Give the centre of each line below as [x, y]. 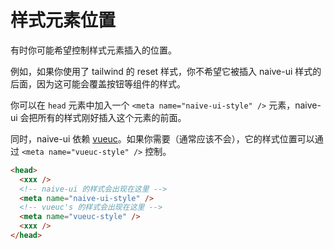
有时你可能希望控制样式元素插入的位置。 [93, 50]
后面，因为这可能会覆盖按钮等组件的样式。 [98, 83]
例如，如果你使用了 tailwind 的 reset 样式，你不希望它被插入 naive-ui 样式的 [166, 71]
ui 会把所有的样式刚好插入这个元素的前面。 [98, 117]
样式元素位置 [63, 20]
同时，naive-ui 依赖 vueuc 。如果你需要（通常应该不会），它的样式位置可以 [162, 138]
